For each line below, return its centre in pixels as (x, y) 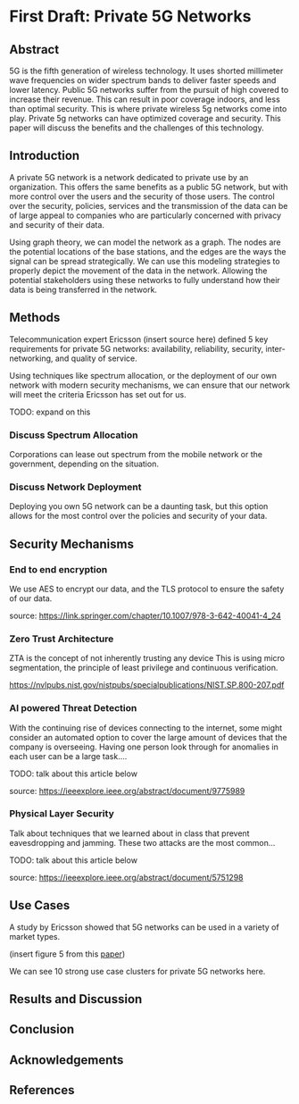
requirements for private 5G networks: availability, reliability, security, (137, 348)
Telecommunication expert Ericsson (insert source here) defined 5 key (139, 339)
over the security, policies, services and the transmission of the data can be (149, 205)
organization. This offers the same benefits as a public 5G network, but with (149, 187)
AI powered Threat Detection (73, 708)
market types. (35, 936)
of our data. (31, 598)
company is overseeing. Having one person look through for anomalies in (144, 747)
